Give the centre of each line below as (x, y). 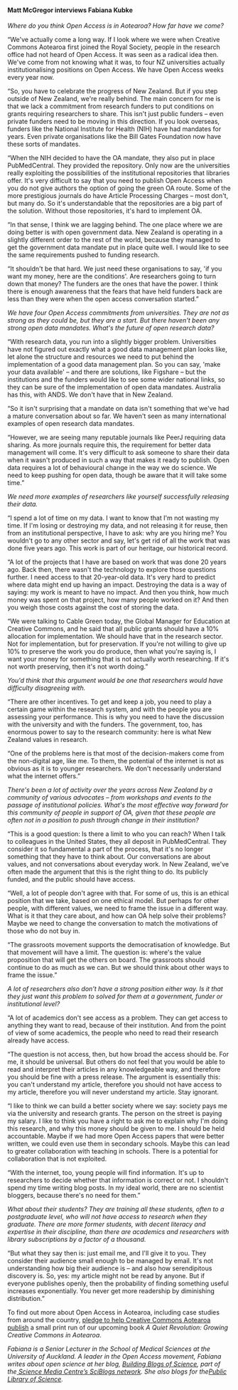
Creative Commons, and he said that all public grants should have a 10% (113, 629)
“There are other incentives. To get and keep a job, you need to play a (109, 702)
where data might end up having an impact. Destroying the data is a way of (117, 585)
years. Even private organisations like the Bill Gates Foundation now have (114, 137)
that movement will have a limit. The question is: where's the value (104, 952)
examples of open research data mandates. (71, 424)
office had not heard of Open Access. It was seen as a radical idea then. (113, 55)
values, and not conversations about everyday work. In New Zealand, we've (118, 864)
